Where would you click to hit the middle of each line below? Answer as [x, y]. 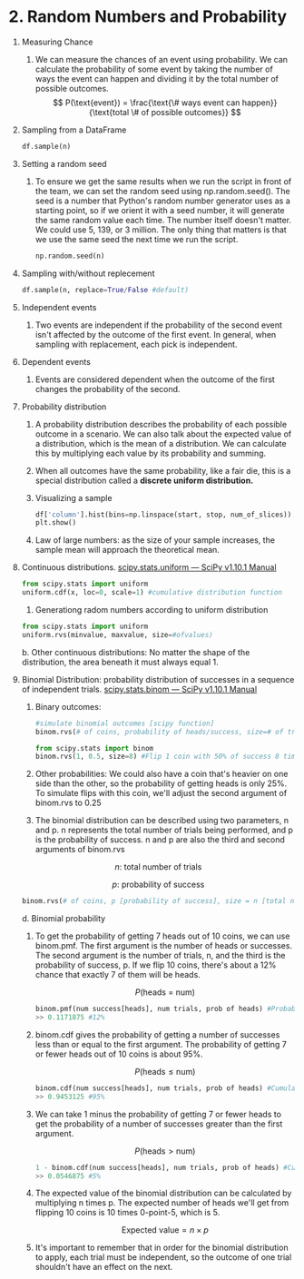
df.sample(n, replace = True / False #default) [105, 290]
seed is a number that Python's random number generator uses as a [163, 201]
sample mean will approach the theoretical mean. [127, 550]
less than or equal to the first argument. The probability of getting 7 [161, 1044]
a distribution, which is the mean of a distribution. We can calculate [161, 443]
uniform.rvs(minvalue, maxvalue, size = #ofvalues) [118, 635]
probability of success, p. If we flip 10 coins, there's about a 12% [156, 965]
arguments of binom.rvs [80, 850]
